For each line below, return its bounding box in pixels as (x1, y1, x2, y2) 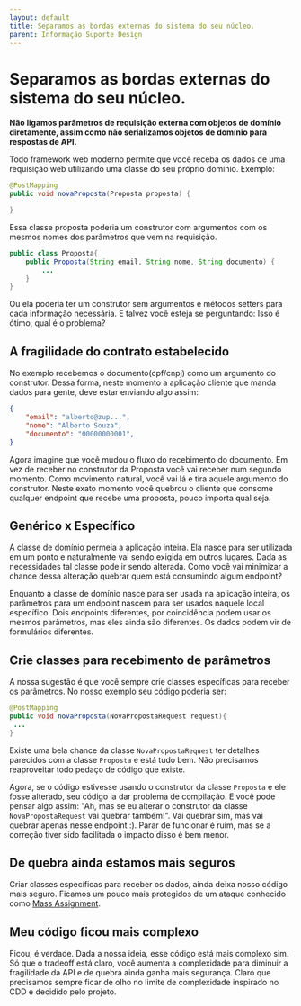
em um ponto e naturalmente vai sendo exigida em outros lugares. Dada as (9, 552, 288, 562)
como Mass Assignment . (9, 898, 102, 909)
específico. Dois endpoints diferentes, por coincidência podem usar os (9, 607, 271, 618)
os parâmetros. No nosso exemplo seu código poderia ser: (9, 686, 226, 697)
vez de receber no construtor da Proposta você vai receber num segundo (9, 463, 282, 474)
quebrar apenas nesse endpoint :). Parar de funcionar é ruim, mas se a (9, 820, 271, 831)
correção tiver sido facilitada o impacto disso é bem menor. (9, 829, 229, 840)
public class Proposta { (9, 248, 99, 257)
